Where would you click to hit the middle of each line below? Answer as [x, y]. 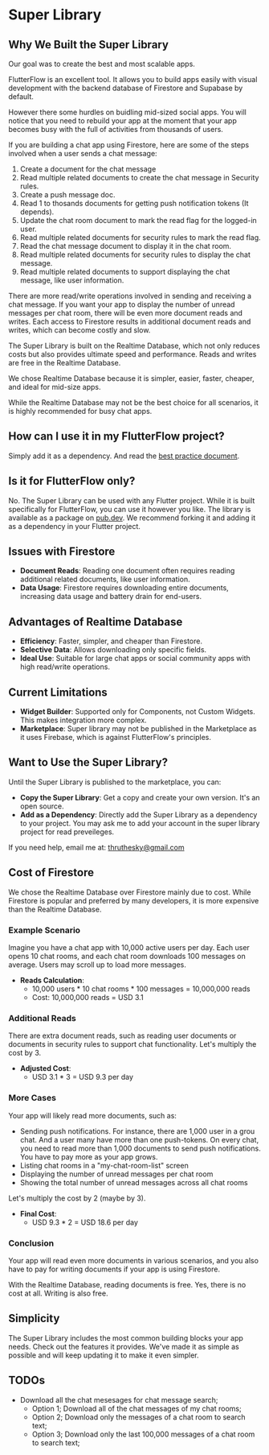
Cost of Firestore [51, 872]
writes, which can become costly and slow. [79, 330]
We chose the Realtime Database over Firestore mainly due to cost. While [130, 892]
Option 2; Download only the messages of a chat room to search [139, 1417]
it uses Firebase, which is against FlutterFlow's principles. [115, 738]
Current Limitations [58, 692]
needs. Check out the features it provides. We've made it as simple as [124, 1346]
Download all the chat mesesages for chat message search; [119, 1399]
